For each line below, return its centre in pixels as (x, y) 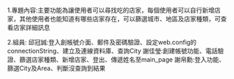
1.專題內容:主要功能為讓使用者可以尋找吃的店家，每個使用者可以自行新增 (111, 10)
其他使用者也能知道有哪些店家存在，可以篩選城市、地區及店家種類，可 (120, 19)
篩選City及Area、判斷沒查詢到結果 (56, 68)
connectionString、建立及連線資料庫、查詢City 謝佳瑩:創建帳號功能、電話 (112, 51)
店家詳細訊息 (31, 27)
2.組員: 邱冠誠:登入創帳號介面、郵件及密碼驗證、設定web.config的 (102, 42)
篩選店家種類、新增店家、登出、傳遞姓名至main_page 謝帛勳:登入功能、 (122, 60)
